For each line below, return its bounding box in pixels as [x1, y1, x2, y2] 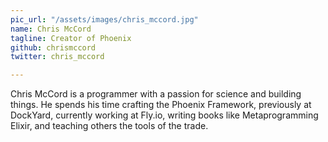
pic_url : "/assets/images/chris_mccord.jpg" [10, 14, 199, 25]
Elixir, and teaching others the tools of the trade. [10, 120, 209, 132]
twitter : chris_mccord [10, 52, 105, 62]
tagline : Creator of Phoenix [10, 33, 132, 43]
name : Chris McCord [10, 24, 92, 34]
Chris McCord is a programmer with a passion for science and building [10, 88, 302, 100]
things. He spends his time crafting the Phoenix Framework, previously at [10, 99, 312, 111]
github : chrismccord [10, 42, 97, 53]
